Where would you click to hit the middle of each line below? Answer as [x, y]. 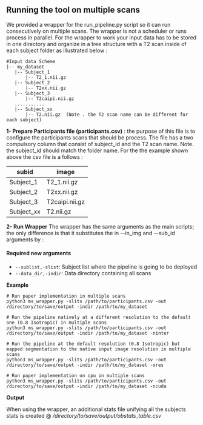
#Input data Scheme [31, 61]
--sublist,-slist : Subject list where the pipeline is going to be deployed [106, 267]
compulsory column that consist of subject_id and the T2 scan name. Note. [100, 144]
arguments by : [25, 239]
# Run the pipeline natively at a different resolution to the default [98, 318]
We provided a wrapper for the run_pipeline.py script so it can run [88, 24]
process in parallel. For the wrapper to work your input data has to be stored [101, 37]
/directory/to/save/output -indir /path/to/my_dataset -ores [85, 365]
